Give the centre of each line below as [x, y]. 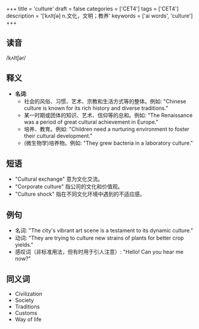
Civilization [28, 294]
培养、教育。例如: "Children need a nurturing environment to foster [107, 129]
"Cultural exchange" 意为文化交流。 [59, 179]
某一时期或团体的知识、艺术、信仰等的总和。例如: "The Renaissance [108, 115]
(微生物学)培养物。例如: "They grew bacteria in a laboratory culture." [108, 143]
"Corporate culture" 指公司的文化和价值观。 [69, 187]
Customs [26, 313]
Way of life [28, 319]
